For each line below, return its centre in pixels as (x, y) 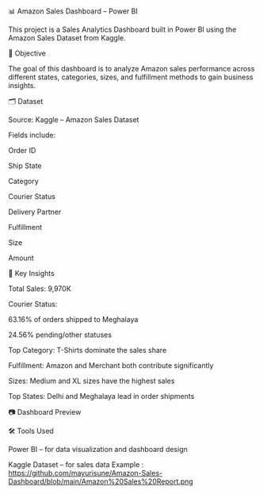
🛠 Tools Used (31, 431)
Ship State (25, 166)
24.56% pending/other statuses (60, 335)
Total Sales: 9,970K (40, 289)
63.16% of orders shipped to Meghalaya (73, 319)
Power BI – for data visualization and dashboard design (98, 449)
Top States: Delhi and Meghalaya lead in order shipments (101, 396)
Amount (21, 258)
